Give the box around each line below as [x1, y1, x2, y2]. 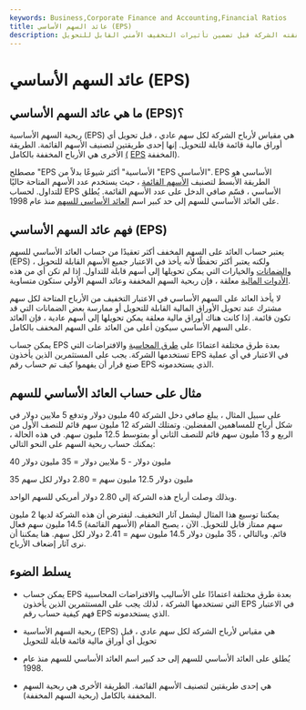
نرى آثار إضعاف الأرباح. [9, 538, 87, 549]
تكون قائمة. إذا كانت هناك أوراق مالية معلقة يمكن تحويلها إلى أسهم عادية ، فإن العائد [9, 312, 291, 323]
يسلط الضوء [9, 564, 71, 580]
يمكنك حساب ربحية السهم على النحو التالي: [9, 439, 156, 449]
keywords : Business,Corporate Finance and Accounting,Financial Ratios [9, 13, 287, 23]
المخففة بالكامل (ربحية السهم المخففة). [22, 689, 158, 701]
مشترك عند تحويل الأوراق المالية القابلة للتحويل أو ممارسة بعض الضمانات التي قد [9, 302, 282, 314]
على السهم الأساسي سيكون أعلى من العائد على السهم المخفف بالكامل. [9, 322, 252, 333]
